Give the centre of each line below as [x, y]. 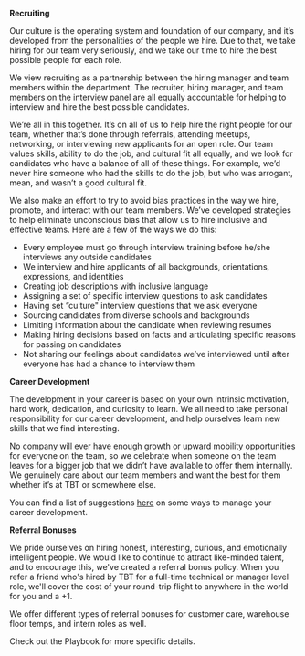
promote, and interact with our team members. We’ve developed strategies [151, 210]
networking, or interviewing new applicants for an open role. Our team [142, 144]
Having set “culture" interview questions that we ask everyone [140, 306]
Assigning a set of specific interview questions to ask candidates [145, 296]
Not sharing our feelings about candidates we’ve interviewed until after [156, 354]
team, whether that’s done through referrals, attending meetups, [130, 134]
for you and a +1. [41, 596]
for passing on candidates [72, 344]
